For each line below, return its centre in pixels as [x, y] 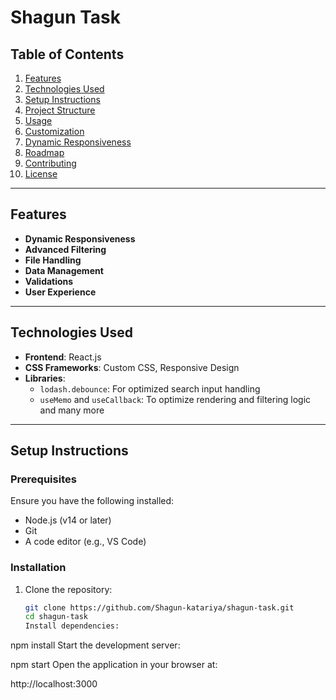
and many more [72, 410]
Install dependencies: [72, 626]
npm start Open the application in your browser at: [114, 665]
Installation [38, 568]
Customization [54, 131]
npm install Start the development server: [95, 645]
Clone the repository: [68, 589]
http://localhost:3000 [54, 684]
